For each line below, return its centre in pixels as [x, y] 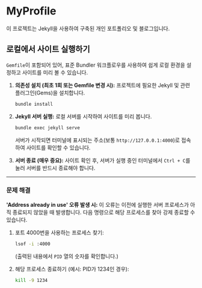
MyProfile [31, 11]
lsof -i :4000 [32, 244]
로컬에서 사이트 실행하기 [48, 49]
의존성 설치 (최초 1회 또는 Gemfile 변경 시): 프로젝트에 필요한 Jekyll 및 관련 [103, 85]
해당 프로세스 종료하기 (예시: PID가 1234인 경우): [72, 269]
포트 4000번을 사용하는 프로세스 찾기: [59, 232]
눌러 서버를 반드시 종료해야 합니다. [55, 168]
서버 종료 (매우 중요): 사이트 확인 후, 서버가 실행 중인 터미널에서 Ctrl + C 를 [103, 160]
